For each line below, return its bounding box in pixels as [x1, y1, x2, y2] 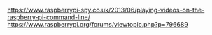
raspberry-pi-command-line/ [7, 13, 91, 21]
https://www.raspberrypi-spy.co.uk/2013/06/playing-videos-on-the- [7, 6, 205, 14]
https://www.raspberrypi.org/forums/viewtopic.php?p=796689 [7, 21, 189, 28]
